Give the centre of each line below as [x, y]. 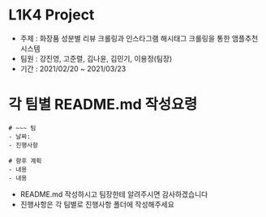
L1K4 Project [51, 15]
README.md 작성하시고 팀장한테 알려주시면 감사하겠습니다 [114, 194]
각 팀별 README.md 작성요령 [103, 105]
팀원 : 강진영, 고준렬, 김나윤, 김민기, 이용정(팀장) [96, 58]
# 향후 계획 [25, 161]
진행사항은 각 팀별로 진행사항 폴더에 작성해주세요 [97, 204]
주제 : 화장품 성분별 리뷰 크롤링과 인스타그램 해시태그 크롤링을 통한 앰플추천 [139, 38]
